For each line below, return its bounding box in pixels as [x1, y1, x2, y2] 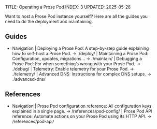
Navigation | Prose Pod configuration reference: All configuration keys [12, 103, 152, 109]
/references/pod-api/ [12, 118, 54, 124]
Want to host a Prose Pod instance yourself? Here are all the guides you [5, 14, 148, 19]
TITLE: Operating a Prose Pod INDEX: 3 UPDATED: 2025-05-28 [5, 4, 131, 10]
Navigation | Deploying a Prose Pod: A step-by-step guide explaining [12, 45, 149, 51]
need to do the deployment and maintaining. [5, 19, 93, 24]
